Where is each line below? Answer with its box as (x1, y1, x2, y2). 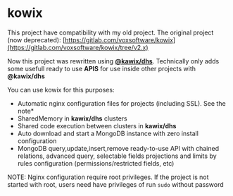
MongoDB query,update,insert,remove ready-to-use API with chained (17, 144, 220, 152)
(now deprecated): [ (7, 35, 65, 44)
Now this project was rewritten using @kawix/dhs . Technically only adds (7, 56, 220, 65)
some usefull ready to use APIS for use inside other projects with (7, 64, 196, 73)
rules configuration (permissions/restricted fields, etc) (17, 159, 175, 167)
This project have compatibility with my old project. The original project (7, 28, 214, 37)
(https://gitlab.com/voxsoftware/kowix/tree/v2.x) (7, 43, 149, 51)
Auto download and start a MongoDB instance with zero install (17, 129, 199, 137)
